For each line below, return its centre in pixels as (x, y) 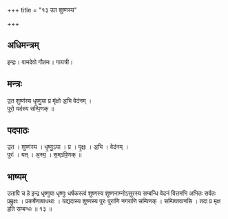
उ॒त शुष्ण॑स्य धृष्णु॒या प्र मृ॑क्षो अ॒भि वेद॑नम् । (49, 101)
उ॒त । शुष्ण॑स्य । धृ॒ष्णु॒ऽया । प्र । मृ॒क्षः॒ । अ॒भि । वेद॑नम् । (68, 147)
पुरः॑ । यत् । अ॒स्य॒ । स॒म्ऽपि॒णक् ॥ (44, 155)
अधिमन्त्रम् (23, 45)
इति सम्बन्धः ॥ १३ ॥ (30, 209)
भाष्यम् (17, 177)
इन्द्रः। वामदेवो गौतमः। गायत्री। (40, 62)
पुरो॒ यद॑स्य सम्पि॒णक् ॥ (31, 108)
